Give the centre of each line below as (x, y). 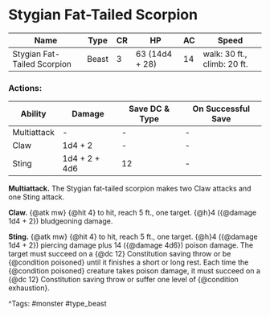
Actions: (25, 88)
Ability (33, 114)
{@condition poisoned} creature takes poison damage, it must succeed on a (135, 271)
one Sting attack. (37, 197)
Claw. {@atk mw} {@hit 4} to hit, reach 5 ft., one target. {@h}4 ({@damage (133, 213)
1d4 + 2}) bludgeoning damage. (61, 221)
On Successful (221, 109)
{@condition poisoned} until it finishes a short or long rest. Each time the (129, 262)
